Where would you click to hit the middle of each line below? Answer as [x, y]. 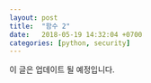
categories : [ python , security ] [70, 43]
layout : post [34, 18]
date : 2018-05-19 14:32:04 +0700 [76, 34]
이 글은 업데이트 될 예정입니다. [62, 69]
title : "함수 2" [40, 26]
